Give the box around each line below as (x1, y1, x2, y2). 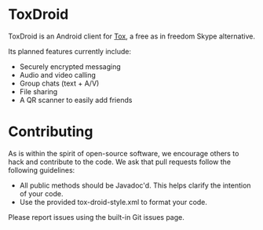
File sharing (19, 86, 58, 96)
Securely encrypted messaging (19, 61, 122, 71)
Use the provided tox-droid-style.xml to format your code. (19, 197, 208, 206)
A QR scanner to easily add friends (19, 95, 133, 104)
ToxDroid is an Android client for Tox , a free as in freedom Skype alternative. (8, 31, 255, 41)
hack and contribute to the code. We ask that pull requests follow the (8, 157, 232, 166)
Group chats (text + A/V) (19, 78, 100, 88)
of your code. (19, 188, 64, 198)
